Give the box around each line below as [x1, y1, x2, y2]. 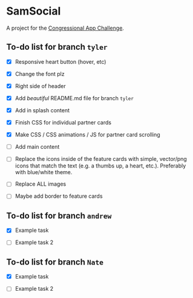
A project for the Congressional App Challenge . [6, 24, 124, 32]
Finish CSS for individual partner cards [15, 119, 112, 126]
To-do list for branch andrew [6, 211, 112, 221]
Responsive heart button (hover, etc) [15, 58, 106, 65]
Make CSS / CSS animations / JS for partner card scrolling [15, 131, 160, 138]
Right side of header [15, 82, 66, 89]
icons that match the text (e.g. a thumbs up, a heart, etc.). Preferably [15, 162, 186, 169]
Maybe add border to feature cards [15, 192, 103, 200]
